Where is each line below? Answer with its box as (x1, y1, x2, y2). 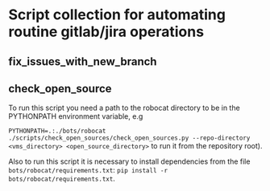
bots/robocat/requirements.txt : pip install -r (8, 165, 168, 175)
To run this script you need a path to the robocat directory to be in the (8, 103, 240, 113)
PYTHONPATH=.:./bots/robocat (8, 127, 106, 136)
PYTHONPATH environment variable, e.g (8, 112, 143, 121)
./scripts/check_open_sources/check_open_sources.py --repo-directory (8, 134, 251, 142)
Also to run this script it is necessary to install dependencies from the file (8, 156, 251, 166)
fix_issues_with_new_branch (8, 55, 157, 68)
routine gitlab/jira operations (8, 22, 204, 41)
